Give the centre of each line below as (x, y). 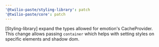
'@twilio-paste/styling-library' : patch (48, 10)
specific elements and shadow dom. (42, 39)
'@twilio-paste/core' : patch (35, 14)
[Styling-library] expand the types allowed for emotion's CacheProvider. (79, 28)
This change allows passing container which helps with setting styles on (80, 34)
